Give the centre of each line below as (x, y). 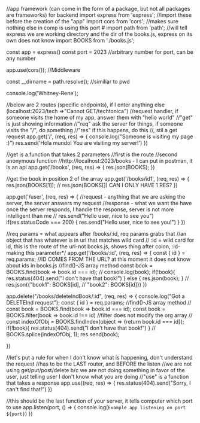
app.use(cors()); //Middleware (43, 70)
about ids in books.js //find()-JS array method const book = (80, 265)
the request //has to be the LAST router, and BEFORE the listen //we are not (99, 364)
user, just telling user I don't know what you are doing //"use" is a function (98, 377)
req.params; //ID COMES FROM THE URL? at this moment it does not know (98, 259)
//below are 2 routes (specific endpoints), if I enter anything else (86, 105)
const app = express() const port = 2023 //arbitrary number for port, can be (100, 52)
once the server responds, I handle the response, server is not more (90, 209)
